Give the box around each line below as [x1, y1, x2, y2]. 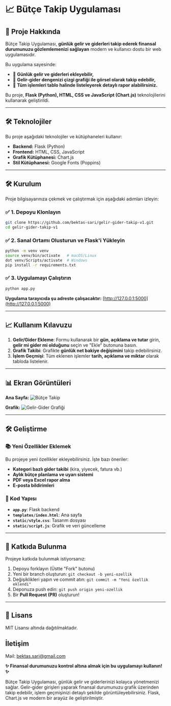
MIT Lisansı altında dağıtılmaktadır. [5, 625, 78, 631]
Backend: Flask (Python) [12, 143, 65, 150]
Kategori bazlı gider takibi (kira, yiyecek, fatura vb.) [12, 466, 122, 472]
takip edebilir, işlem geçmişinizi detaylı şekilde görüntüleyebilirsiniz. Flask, [5, 689, 160, 695]
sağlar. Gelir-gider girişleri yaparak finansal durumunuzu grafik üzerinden [5, 684, 159, 690]
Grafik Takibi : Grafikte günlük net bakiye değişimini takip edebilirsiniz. [12, 347, 162, 354]
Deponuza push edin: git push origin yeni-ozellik [12, 586, 123, 593]
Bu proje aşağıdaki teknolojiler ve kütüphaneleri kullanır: [5, 133, 123, 139]
